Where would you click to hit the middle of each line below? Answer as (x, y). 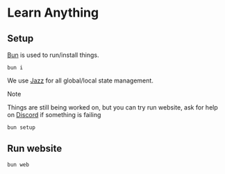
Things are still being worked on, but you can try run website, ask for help (113, 107)
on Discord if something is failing (54, 115)
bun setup (22, 128)
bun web (18, 164)
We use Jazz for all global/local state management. (81, 80)
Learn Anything (53, 13)
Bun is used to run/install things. (53, 55)
